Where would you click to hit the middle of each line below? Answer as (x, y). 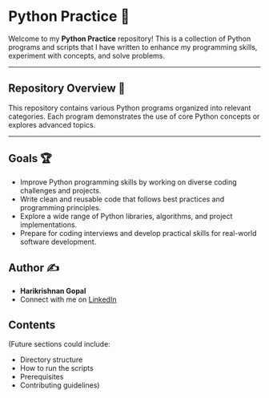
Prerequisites (42, 377)
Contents (32, 325)
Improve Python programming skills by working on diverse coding (128, 182)
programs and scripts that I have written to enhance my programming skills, (133, 47)
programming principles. (60, 207)
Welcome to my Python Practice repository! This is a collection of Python (130, 39)
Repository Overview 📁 (67, 89)
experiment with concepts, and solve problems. (87, 55)
